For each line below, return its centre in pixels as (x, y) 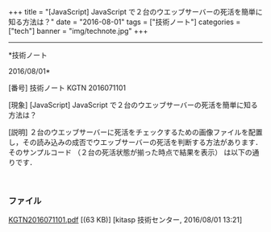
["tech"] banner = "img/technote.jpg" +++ (78, 31)
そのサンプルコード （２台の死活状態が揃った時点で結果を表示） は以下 (127, 152)
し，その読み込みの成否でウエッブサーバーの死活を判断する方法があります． (135, 142)
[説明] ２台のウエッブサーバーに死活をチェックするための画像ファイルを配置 (136, 132)
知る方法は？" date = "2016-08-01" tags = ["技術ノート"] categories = (125, 22)
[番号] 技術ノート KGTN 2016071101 (67, 88)
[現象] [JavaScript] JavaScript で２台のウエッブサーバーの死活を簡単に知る (133, 105)
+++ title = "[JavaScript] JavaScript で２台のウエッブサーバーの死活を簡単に (135, 12)
